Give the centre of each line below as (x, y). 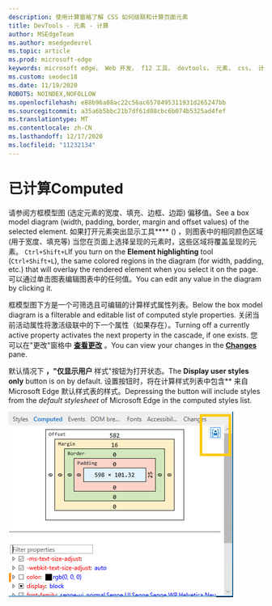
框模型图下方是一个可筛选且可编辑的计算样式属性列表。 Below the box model (136, 304)
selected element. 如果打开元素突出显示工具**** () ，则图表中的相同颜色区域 (136, 231)
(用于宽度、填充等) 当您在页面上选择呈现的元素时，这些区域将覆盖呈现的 (129, 241)
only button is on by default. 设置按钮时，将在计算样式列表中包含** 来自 (128, 381)
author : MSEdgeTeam (41, 34)
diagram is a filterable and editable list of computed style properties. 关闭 (130, 315)
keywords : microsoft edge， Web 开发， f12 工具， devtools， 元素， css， (132, 69)
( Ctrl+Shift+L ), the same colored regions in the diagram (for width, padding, (136, 261)
